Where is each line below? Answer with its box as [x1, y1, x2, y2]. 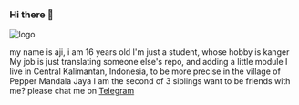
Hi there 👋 [9, 8, 55, 21]
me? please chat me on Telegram [9, 86, 135, 97]
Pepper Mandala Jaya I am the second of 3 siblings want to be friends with [9, 76, 291, 87]
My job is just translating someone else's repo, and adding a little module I [9, 57, 288, 68]
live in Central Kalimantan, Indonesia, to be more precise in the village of [9, 66, 281, 77]
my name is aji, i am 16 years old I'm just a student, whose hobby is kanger [9, 47, 290, 58]
